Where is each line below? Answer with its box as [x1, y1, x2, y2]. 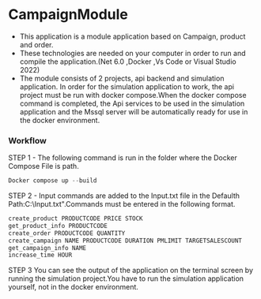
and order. [19, 39, 54, 49]
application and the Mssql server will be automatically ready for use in [19, 107, 248, 116]
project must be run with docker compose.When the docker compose [19, 90, 247, 99]
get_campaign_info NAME [8, 244, 87, 252]
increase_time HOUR [8, 251, 73, 260]
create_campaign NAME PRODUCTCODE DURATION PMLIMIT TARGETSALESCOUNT [8, 237, 243, 245]
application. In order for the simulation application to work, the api [19, 81, 235, 92]
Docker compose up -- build [8, 177, 97, 185]
